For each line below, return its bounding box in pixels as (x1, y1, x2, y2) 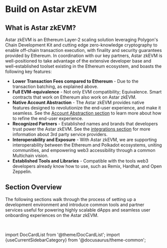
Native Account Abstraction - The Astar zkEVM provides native (12, 99, 145, 105)
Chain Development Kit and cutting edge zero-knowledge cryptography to (5, 42, 158, 48)
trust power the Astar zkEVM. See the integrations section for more (12, 126, 151, 132)
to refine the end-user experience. (12, 115, 83, 121)
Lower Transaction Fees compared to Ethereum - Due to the (12, 78, 139, 84)
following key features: (5, 68, 52, 74)
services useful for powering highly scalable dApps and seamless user (5, 206, 151, 213)
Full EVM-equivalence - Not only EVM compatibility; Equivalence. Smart (12, 89, 162, 94)
